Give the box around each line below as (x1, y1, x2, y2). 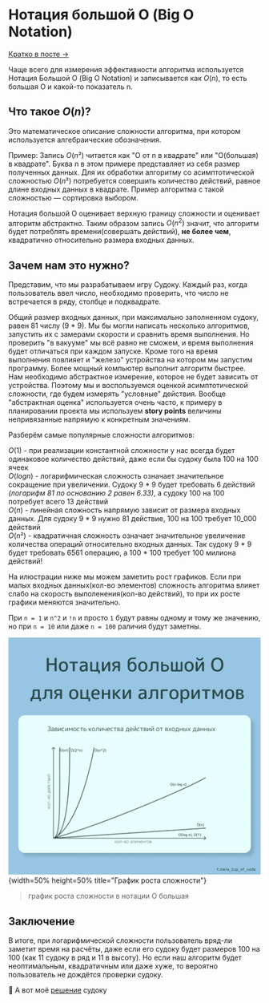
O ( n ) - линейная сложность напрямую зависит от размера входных (8, 505, 241, 515)
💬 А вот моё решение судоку (8, 985, 107, 995)
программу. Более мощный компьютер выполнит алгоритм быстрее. (8, 363, 246, 374)
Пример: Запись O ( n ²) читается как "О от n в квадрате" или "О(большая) (8, 150, 259, 160)
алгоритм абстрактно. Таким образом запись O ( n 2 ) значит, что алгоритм (8, 216, 259, 228)
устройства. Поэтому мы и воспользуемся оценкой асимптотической (8, 381, 248, 390)
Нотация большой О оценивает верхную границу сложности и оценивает (8, 208, 260, 218)
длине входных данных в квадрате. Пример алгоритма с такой (8, 184, 224, 194)
